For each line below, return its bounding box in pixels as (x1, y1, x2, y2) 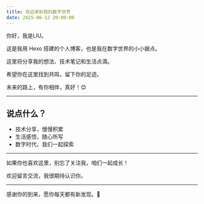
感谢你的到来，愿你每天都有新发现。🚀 (6, 191, 101, 198)
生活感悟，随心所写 (15, 133, 64, 140)
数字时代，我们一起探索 (15, 140, 74, 148)
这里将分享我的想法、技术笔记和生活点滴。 (6, 58, 113, 65)
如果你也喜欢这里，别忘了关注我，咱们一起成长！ (6, 159, 129, 166)
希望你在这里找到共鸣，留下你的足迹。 (6, 70, 102, 77)
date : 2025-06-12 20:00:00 (6, 15, 75, 21)
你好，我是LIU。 (6, 31, 47, 39)
